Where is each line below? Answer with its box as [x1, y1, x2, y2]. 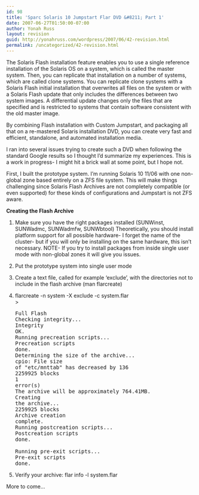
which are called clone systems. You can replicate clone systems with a [6, 77, 183, 85]
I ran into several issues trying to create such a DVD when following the [6, 145, 182, 153]
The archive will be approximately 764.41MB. [14, 388, 151, 395]
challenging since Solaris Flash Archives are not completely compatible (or [6, 182, 190, 190]
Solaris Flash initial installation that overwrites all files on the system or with [6, 84, 192, 91]
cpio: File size [14, 358, 63, 365]
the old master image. [6, 109, 60, 117]
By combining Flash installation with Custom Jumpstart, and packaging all [6, 121, 188, 128]
